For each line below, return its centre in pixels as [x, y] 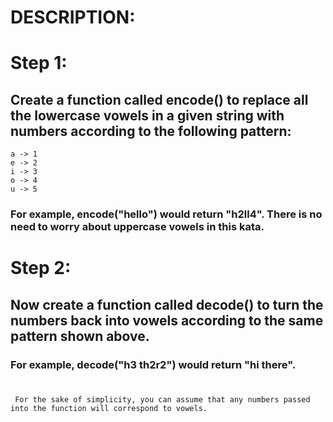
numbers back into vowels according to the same [167, 320]
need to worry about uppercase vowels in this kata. [137, 227]
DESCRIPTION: [73, 17]
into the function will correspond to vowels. [109, 408]
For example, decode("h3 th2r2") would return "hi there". [153, 364]
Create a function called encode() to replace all [159, 99]
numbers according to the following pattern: [151, 131]
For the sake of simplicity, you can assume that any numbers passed [162, 399]
